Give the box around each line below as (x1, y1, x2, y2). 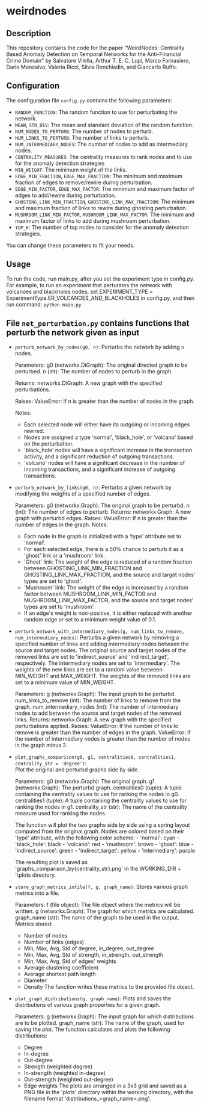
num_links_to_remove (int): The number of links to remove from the (14, 697, 181, 704)
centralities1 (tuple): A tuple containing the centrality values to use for (14, 797, 187, 805)
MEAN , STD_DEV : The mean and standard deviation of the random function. (14, 121, 194, 128)
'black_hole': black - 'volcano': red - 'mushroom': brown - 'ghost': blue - (14, 841, 194, 848)
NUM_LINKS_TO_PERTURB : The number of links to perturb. (14, 134, 149, 141)
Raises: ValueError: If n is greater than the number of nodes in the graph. (14, 397, 195, 405)
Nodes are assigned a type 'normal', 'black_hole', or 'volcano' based (23, 434, 193, 441)
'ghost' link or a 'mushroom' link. (23, 552, 105, 559)
